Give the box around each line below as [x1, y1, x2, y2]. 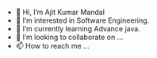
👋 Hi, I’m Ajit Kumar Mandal [15, 8, 105, 16]
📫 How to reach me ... [15, 42, 90, 50]
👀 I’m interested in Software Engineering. [15, 16, 150, 25]
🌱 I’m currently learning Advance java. [15, 24, 140, 33]
